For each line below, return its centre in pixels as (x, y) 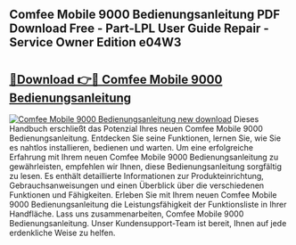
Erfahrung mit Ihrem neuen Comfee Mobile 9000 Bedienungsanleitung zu (144, 157)
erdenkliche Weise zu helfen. (62, 233)
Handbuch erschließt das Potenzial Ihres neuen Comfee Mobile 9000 (136, 129)
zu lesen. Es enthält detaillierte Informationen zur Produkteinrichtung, (137, 176)
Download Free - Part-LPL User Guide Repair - (139, 29)
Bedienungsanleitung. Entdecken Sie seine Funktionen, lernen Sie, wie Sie (145, 138)
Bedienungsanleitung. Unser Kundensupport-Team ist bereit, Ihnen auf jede (148, 223)
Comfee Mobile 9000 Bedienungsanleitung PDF (145, 15)
